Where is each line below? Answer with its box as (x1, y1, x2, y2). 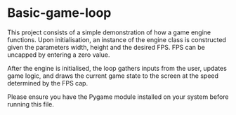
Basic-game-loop (7, 5, 112, 21)
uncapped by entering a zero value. (7, 50, 110, 59)
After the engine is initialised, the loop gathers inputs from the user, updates (7, 64, 227, 72)
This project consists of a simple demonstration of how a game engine (7, 28, 211, 36)
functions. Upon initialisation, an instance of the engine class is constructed (7, 35, 227, 43)
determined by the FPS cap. (7, 79, 88, 87)
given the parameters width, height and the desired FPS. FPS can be (7, 43, 205, 51)
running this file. (7, 100, 55, 108)
